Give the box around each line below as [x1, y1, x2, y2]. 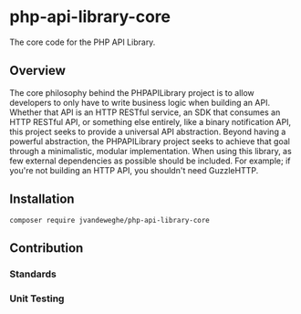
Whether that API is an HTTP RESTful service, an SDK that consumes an [9, 107, 281, 118]
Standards [9, 267, 57, 280]
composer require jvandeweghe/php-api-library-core [9, 215, 210, 225]
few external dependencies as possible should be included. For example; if [9, 155, 291, 166]
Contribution [9, 240, 84, 256]
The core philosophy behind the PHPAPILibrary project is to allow [9, 87, 255, 98]
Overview [9, 63, 67, 78]
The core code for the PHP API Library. [9, 37, 156, 47]
